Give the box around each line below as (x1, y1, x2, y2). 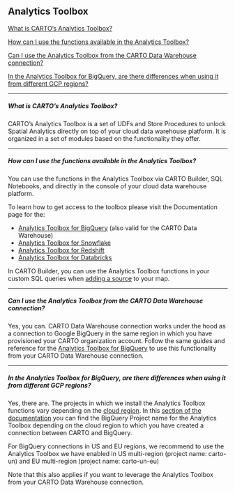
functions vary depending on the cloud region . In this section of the (8, 406, 202, 414)
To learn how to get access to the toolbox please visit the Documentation (8, 202, 218, 211)
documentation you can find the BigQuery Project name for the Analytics (8, 414, 217, 422)
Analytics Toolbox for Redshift (17, 245, 105, 254)
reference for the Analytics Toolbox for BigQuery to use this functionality (8, 344, 217, 352)
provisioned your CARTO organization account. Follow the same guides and (8, 336, 225, 344)
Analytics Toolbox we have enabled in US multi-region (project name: (8, 449, 207, 457)
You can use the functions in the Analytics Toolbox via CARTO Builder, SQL (8, 174, 224, 183)
